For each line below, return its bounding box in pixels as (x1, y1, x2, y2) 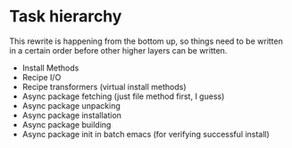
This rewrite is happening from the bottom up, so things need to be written (9, 36, 283, 46)
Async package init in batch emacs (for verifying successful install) (21, 128, 270, 139)
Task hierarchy (9, 6, 122, 27)
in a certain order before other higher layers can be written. (9, 45, 228, 55)
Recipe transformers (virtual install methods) (21, 81, 187, 92)
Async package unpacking (21, 100, 121, 111)
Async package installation (21, 110, 122, 120)
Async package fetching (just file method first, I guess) (21, 91, 225, 102)
